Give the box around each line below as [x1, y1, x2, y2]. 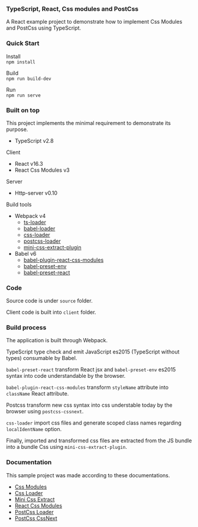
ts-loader [23, 218, 46, 226]
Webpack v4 [14, 212, 46, 219]
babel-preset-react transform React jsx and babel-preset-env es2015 [6, 366, 176, 373]
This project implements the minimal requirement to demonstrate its [6, 119, 171, 126]
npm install [6, 59, 35, 65]
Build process [6, 323, 47, 332]
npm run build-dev [6, 76, 51, 82]
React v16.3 [14, 160, 43, 167]
